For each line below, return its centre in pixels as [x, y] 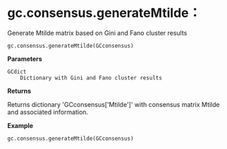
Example [20, 125]
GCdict [17, 72]
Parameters [25, 58]
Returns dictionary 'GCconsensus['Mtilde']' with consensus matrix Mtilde [114, 104]
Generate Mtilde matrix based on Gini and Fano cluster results [97, 33]
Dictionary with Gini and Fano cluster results [91, 78]
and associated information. [48, 112]
